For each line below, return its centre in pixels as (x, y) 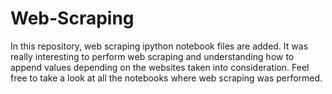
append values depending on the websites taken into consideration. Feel (160, 67)
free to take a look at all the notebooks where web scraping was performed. (166, 78)
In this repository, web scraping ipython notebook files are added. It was (159, 46)
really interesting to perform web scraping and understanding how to (152, 56)
